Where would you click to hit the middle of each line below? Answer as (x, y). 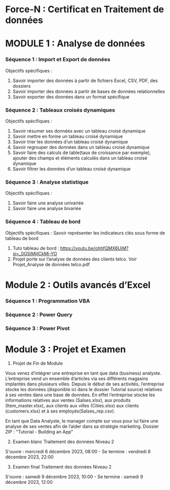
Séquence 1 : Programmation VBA (48, 301)
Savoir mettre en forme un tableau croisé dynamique (68, 136)
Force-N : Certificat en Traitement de (85, 9)
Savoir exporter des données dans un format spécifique (71, 97)
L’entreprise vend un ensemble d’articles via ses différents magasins (77, 379)
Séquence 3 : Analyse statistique (47, 182)
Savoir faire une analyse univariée (48, 203)
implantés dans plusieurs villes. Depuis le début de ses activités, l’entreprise (85, 384)
